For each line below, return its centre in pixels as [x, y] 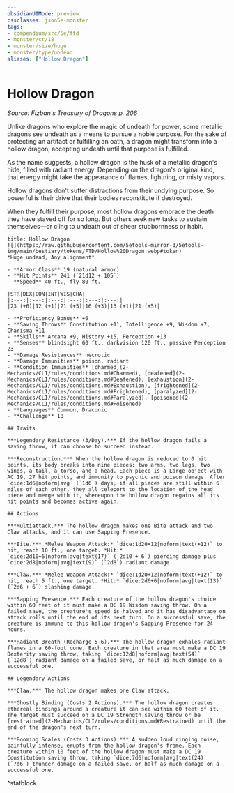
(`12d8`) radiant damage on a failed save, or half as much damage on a [115, 660]
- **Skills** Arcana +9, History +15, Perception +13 [87, 337]
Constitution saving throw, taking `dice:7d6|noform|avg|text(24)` [107, 757]
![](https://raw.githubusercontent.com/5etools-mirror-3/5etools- [106, 245]
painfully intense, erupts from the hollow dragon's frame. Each [104, 746]
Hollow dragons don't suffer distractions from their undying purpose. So [111, 190]
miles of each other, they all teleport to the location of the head [110, 489]
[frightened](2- [177, 385]
